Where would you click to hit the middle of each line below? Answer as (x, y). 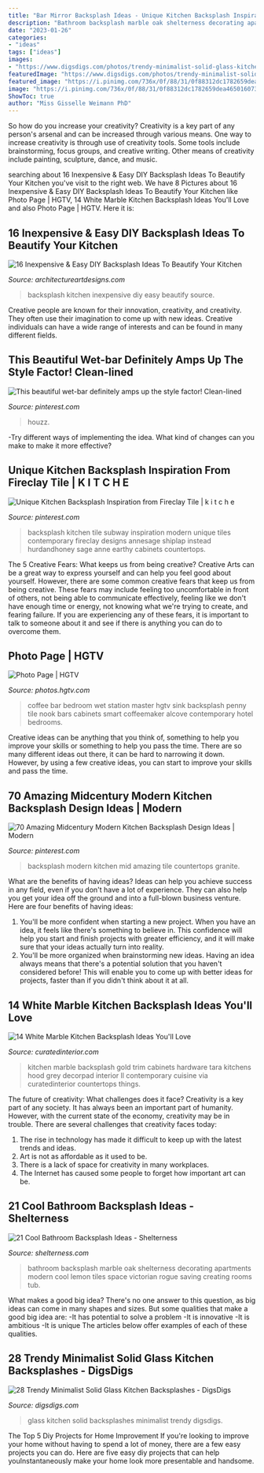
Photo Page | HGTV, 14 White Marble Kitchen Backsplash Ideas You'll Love (129, 200)
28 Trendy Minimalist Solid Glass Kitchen (111, 1358)
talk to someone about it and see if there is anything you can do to (115, 623)
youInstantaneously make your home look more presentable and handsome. (131, 1460)
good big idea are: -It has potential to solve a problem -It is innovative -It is (129, 1317)
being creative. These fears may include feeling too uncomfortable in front (128, 589)
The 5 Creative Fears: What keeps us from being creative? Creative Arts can (131, 564)
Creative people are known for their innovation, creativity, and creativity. (125, 310)
